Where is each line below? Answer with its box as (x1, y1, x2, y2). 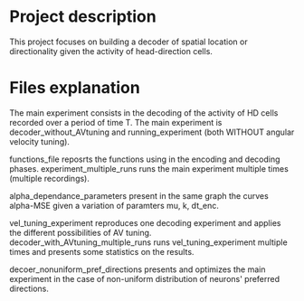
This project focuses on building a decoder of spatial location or (9, 36, 248, 47)
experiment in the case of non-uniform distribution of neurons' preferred (9, 273, 280, 284)
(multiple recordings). (9, 173, 90, 183)
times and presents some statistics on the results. (9, 246, 195, 257)
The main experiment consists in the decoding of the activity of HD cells (9, 107, 279, 118)
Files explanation (9, 78, 140, 99)
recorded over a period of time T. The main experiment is (9, 117, 223, 127)
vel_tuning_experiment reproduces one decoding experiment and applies (9, 217, 281, 228)
